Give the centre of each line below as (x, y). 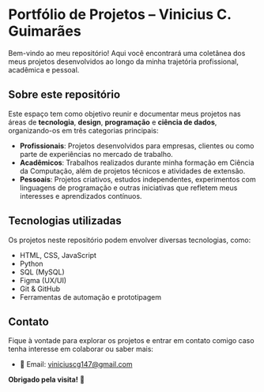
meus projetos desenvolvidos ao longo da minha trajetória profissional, (124, 62)
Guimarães (45, 31)
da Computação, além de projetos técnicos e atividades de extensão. (132, 170)
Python (31, 263)
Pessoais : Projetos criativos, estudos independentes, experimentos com (138, 179)
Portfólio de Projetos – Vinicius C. (120, 15)
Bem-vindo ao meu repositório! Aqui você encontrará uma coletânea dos (127, 53)
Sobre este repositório (64, 95)
